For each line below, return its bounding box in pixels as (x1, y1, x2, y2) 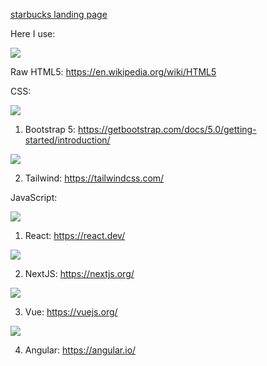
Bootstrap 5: (24, 124, 77, 135)
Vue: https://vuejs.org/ (24, 306, 118, 318)
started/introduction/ (24, 134, 111, 146)
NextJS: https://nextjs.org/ (24, 268, 135, 279)
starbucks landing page (10, 9, 108, 20)
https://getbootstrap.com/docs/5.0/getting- (78, 124, 257, 135)
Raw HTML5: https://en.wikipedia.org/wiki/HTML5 (10, 66, 217, 78)
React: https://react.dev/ (24, 230, 126, 241)
